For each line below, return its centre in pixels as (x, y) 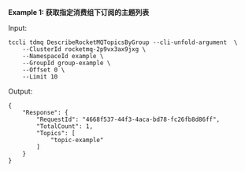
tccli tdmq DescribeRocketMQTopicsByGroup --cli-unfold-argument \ (123, 42)
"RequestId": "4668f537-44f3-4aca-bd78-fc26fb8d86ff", (128, 119)
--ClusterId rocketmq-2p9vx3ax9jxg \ (84, 49)
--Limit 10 (40, 77)
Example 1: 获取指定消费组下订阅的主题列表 (79, 12)
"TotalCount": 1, (65, 126)
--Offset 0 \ (44, 70)
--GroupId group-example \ (67, 63)
